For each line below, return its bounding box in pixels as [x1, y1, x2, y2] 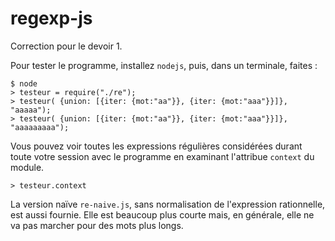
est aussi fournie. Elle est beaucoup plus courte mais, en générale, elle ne [10, 208, 315, 221]
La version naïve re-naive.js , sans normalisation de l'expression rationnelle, [10, 198, 326, 210]
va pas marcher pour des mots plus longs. [10, 219, 184, 231]
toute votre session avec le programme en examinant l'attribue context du [10, 150, 315, 162]
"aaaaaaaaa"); [10, 122, 70, 132]
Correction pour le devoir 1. [10, 40, 123, 52]
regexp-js [10, 7, 93, 30]
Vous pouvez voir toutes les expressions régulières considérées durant [10, 140, 303, 152]
